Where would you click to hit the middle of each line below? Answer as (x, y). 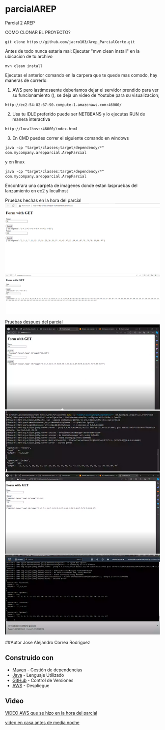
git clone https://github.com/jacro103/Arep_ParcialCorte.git (70, 42)
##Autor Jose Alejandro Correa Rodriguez (48, 642)
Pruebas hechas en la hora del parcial (43, 200)
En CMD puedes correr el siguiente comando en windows (70, 138)
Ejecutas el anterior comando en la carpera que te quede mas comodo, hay (81, 75)
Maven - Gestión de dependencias (47, 670)
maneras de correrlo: (27, 80)
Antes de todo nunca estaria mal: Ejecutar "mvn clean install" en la (72, 51)
